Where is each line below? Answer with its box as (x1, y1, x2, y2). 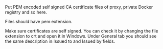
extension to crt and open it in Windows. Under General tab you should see (5, 33, 157, 39)
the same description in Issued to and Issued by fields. (5, 38, 115, 44)
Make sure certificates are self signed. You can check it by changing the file (5, 28, 158, 33)
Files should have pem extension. (5, 19, 72, 24)
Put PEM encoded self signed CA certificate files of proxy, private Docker (5, 4, 153, 10)
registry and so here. (5, 9, 47, 15)
